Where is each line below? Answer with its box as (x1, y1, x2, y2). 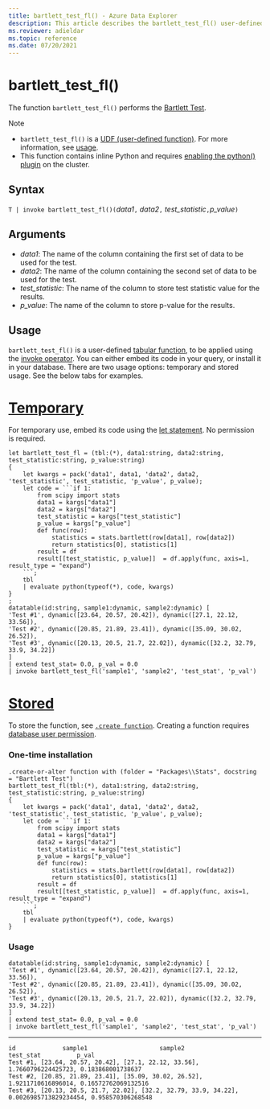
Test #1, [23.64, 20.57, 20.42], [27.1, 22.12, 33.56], (8, 1058, 199, 1066)
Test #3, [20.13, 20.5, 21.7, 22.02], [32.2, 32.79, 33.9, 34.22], (8, 1086, 239, 1095)
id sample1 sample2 (8, 1044, 185, 1052)
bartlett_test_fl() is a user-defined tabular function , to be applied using (8, 345, 253, 355)
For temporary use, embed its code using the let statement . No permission (8, 425, 255, 435)
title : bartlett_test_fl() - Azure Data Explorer (8, 11, 178, 20)
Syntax (8, 183, 45, 197)
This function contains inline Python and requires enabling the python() (19, 151, 256, 161)
